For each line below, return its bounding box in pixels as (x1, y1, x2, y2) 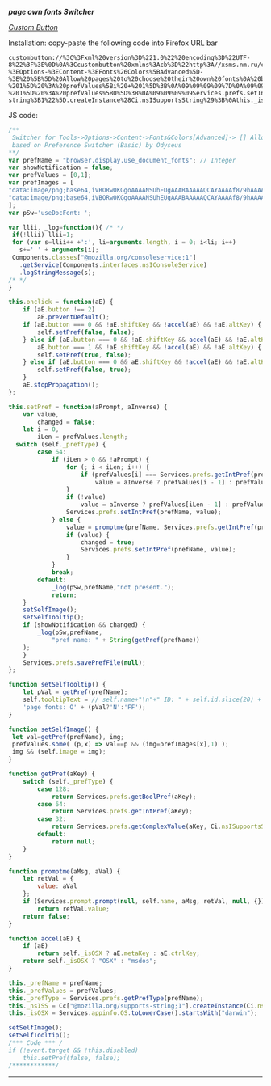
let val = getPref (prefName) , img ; (11, 733, 125, 741)
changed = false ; (37, 418, 95, 426)
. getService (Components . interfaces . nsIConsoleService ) (19, 260, 207, 269)
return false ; (23, 912, 70, 920)
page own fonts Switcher (8, 7, 95, 16)
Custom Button (8, 23, 59, 32)
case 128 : (37, 784, 70, 793)
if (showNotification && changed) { (23, 621, 147, 629)
